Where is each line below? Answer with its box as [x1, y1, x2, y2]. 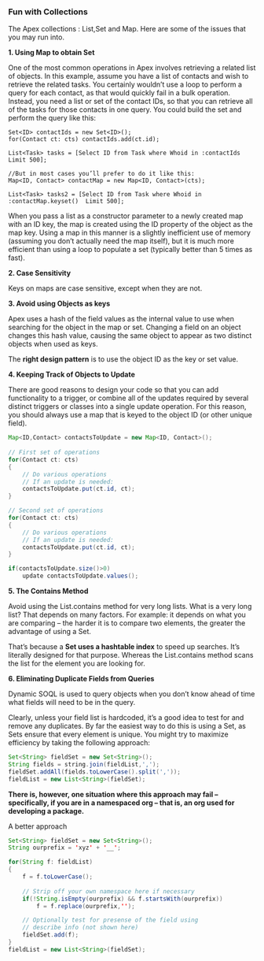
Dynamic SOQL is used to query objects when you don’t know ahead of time [8, 689, 255, 699]
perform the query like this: [8, 113, 97, 123]
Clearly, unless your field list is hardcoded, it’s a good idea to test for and [8, 713, 244, 722]
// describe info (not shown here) [22, 924, 139, 932]
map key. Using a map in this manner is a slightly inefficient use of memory [8, 228, 251, 238]
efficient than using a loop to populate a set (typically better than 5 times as [8, 245, 253, 254]
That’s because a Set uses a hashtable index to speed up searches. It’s [8, 642, 240, 651]
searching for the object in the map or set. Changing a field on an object [8, 322, 241, 332]
